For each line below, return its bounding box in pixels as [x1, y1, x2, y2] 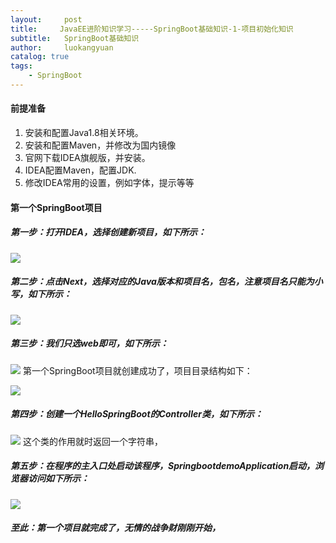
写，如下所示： [10, 288, 72, 300]
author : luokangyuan [10, 42, 114, 53]
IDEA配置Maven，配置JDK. [24, 164, 137, 176]
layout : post [10, 14, 83, 25]
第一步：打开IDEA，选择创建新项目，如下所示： [10, 226, 207, 238]
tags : [10, 61, 33, 71]
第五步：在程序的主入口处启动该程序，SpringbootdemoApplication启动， [10, 460, 316, 472]
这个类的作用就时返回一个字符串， [22, 435, 163, 447]
